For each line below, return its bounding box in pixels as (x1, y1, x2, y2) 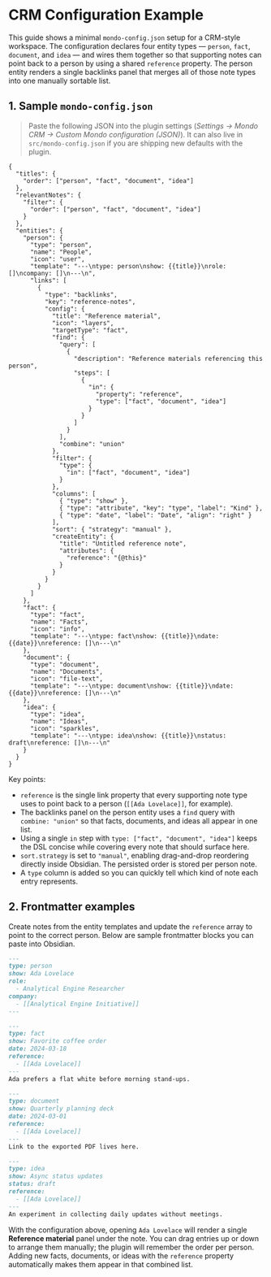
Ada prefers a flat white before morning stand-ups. (8, 1075, 191, 1083)
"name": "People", (29, 248, 92, 256)
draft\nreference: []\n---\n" (8, 738, 111, 747)
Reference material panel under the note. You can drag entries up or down (8, 1233, 260, 1243)
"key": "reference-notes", (44, 298, 136, 306)
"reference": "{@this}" (66, 554, 148, 562)
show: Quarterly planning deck (8, 1105, 114, 1113)
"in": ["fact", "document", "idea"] (66, 468, 191, 476)
